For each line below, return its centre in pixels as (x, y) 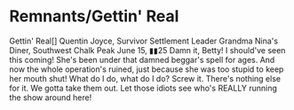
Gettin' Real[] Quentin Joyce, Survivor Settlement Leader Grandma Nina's (143, 41)
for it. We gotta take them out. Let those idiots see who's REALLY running (143, 88)
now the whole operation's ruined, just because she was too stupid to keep (147, 69)
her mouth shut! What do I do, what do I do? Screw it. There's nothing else (145, 78)
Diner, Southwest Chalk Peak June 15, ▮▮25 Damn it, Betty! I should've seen (147, 50)
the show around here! (51, 97)
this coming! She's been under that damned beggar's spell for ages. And (142, 59)
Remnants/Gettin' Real (94, 16)
